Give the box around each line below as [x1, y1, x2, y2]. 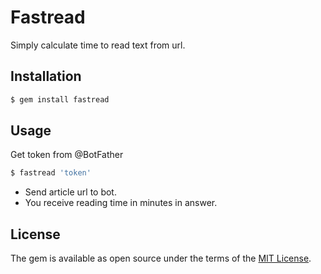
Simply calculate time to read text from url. [10, 39, 186, 51]
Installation [10, 68, 82, 85]
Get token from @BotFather [10, 149, 124, 161]
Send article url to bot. [24, 186, 117, 198]
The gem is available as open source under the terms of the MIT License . [10, 252, 312, 265]
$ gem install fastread [10, 94, 110, 105]
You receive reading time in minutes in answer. [24, 197, 218, 209]
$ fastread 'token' [10, 168, 92, 178]
